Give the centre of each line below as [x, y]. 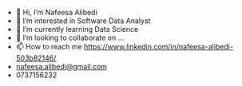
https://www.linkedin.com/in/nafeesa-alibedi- [159, 47]
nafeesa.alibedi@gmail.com [61, 66]
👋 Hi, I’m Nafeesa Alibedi [56, 12]
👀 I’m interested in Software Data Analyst [83, 21]
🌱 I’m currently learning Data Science [77, 29]
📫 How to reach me [49, 47]
